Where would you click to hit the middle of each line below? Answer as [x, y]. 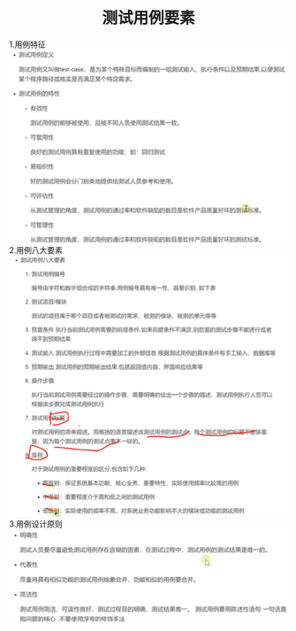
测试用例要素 [148, 18]
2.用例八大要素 [36, 250]
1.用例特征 [27, 44]
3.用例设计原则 [36, 524]
